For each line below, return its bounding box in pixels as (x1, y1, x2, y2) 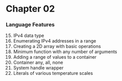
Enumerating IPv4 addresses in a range (13, 38, 96, 44)
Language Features (6, 21, 55, 28)
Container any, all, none (13, 59, 63, 66)
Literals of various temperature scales (13, 70, 93, 76)
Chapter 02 (6, 3, 55, 15)
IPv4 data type (13, 32, 44, 38)
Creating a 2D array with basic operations (13, 44, 101, 50)
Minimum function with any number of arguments (13, 49, 117, 55)
